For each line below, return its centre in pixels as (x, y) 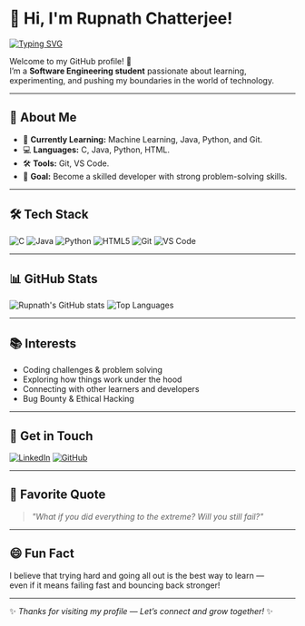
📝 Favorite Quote (58, 495)
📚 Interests (43, 343)
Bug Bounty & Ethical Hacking (78, 399)
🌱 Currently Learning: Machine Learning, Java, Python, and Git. (143, 139)
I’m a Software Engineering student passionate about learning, (128, 71)
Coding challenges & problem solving (93, 370)
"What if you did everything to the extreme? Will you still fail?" (148, 516)
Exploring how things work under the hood (102, 379)
